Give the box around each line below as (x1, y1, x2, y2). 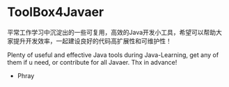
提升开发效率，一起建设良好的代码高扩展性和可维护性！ (13, 36, 172, 45)
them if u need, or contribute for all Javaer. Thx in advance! (7, 58, 177, 66)
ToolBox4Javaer (7, 4, 104, 20)
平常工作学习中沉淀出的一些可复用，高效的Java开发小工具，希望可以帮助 (7, 28, 216, 36)
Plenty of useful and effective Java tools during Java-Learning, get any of (7, 50, 219, 59)
